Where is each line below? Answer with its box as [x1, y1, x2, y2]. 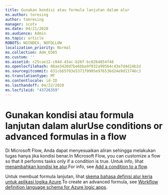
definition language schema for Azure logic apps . [5, 184, 107, 190]
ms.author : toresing [5, 12, 49, 17]
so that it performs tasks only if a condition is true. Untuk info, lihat [5, 158, 144, 165]
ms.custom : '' [5, 54, 35, 60]
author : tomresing [5, 17, 44, 22]
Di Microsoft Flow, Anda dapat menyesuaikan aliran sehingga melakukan [5, 147, 156, 153]
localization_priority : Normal [5, 45, 71, 50]
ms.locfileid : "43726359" [5, 87, 60, 93]
